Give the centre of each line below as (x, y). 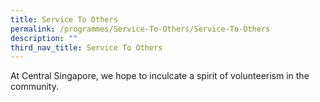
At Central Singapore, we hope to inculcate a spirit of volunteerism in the (160, 76)
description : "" (44, 38)
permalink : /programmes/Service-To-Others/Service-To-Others (140, 29)
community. (34, 87)
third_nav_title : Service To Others (86, 47)
